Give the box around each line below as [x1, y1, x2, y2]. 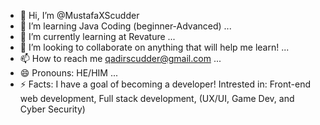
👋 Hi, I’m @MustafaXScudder [19, 10, 140, 21]
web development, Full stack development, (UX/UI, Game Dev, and [19, 93, 295, 104]
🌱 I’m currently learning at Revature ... [19, 31, 176, 42]
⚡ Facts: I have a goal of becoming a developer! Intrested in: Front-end [19, 78, 311, 90]
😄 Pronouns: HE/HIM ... [19, 67, 118, 79]
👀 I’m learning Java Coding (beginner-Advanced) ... [19, 20, 232, 32]
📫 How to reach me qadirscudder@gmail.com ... [19, 53, 222, 64]
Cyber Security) [19, 103, 86, 115]
